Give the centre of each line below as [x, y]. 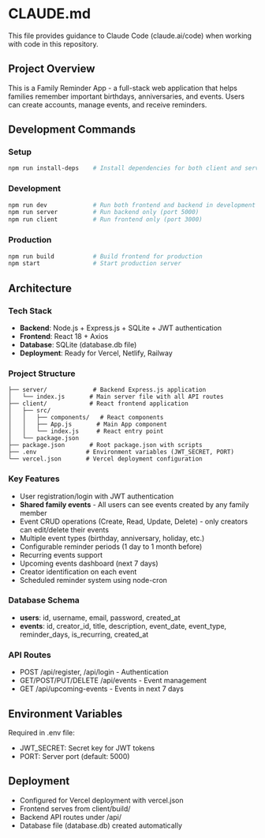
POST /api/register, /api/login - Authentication [94, 672]
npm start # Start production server [95, 264]
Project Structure [42, 374]
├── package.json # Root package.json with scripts [105, 445]
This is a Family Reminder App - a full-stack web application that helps [123, 88]
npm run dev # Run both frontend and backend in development [132, 205]
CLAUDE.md [50, 14]
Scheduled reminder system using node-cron [93, 580]
